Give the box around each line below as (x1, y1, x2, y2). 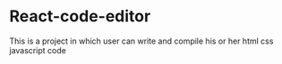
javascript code (9, 44, 67, 55)
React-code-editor (9, 6, 151, 27)
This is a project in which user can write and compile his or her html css (9, 36, 274, 46)
